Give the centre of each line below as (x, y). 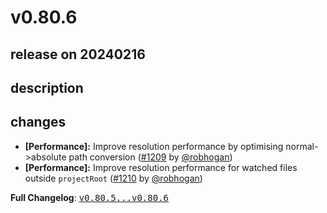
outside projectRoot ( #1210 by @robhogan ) (113, 178)
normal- (302, 146)
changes (38, 122)
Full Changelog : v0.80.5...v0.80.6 (89, 197)
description (47, 87)
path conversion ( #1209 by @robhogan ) (150, 157)
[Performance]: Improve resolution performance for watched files (161, 167)
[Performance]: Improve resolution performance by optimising (154, 146)
